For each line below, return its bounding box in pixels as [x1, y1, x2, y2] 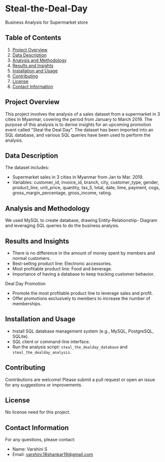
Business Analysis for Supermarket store [5, 19, 88, 25]
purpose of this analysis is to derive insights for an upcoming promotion [5, 122, 152, 127]
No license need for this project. [5, 409, 71, 415]
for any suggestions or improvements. [5, 381, 82, 388]
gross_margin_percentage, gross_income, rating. [12, 190, 112, 196]
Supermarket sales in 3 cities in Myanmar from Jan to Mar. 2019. [12, 174, 144, 180]
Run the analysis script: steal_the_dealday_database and [12, 344, 127, 350]
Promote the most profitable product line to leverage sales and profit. [12, 290, 153, 296]
